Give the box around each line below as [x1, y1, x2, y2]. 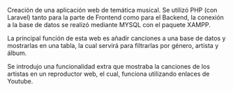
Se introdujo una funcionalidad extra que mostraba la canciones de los [7, 63, 211, 70]
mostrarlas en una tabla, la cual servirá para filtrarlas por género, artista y [7, 42, 219, 49]
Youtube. [7, 77, 33, 85]
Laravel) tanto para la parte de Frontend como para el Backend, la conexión [7, 13, 225, 22]
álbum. [7, 49, 27, 57]
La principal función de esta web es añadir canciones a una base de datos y [7, 34, 226, 42]
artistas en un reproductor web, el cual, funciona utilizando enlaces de [7, 69, 210, 78]
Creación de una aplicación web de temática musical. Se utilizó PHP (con [7, 6, 218, 14]
